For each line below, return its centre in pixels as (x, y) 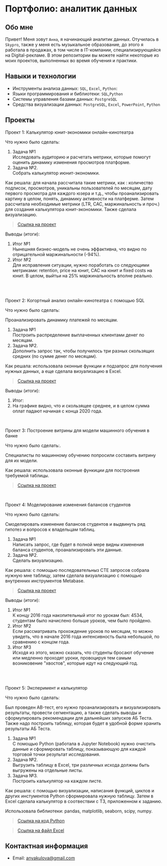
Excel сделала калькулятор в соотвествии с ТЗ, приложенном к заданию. (84, 801)
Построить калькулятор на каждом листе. (57, 781)
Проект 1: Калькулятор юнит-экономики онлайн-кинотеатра (69, 132)
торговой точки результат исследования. (56, 754)
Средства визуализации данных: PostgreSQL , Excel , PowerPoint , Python (86, 104)
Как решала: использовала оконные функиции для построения (72, 470)
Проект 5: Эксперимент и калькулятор (46, 688)
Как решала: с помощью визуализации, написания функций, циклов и (80, 790)
